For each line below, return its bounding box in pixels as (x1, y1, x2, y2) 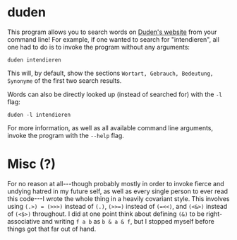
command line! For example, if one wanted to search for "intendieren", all (7, 35, 220, 43)
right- (205, 210, 223, 218)
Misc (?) (7, 156, 56, 172)
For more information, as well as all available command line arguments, (7, 123, 214, 132)
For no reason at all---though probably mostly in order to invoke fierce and (7, 179, 224, 188)
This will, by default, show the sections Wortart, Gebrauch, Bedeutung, (7, 69, 214, 77)
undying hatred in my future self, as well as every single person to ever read (7, 187, 228, 195)
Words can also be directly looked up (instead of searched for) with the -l (7, 90, 223, 98)
